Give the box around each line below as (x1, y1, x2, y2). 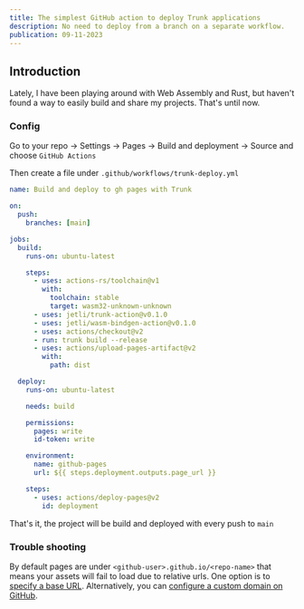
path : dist (49, 361, 91, 370)
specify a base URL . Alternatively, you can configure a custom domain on (9, 580, 283, 591)
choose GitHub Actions (9, 150, 97, 161)
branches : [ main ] (25, 218, 91, 227)
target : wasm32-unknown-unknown (49, 302, 172, 311)
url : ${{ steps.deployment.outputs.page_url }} (33, 469, 217, 478)
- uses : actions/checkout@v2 (33, 327, 144, 336)
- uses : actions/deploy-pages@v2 (33, 493, 160, 502)
